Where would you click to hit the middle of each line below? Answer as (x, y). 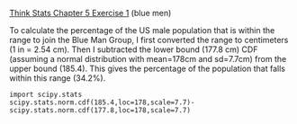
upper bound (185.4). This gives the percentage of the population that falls (148, 68)
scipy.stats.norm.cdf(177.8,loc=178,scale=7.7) (100, 111)
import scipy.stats (46, 94)
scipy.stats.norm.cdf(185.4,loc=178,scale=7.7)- (102, 102)
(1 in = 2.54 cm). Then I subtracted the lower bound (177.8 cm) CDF (134, 49)
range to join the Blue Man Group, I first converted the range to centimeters (149, 40)
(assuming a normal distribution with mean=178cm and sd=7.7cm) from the (148, 59)
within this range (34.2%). (58, 78)
